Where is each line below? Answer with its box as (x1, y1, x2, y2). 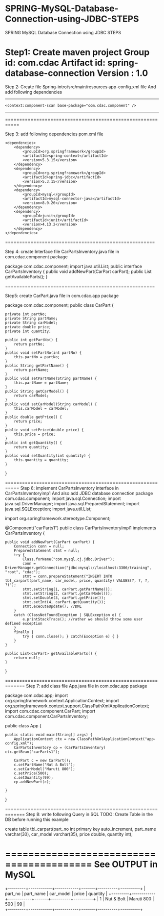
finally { (14, 629, 34, 635)
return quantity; (14, 445, 49, 449)
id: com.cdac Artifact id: (5, 57, 106, 69)
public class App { (5, 722, 41, 728)
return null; (14, 655, 41, 660)
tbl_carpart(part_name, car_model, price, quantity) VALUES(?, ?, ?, (5, 578, 150, 583)
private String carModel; (5, 320, 58, 325)
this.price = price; (14, 432, 56, 437)
